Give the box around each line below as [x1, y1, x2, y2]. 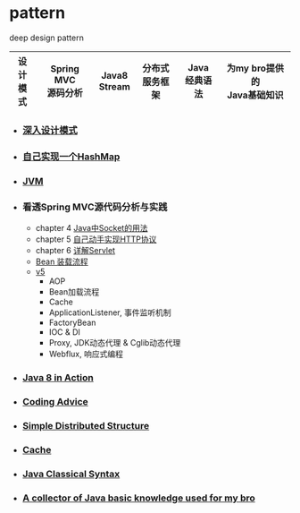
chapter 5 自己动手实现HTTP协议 [35, 234, 157, 244]
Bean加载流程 [48, 286, 100, 297]
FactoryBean [48, 317, 96, 328]
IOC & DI [48, 327, 80, 338]
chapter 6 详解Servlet [35, 245, 116, 255]
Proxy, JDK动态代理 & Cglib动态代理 [48, 338, 181, 347]
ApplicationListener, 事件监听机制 [48, 307, 171, 318]
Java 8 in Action [21, 371, 94, 383]
